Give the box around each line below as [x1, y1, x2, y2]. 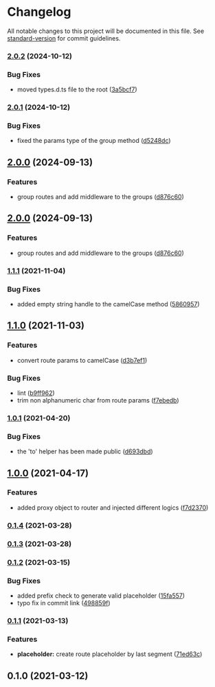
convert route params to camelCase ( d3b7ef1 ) [16, 356, 148, 364]
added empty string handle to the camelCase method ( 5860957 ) [16, 300, 201, 308]
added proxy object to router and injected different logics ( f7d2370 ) [16, 503, 209, 512]
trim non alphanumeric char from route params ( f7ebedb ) [16, 396, 180, 404]
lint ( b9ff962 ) [16, 389, 55, 397]
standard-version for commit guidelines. [7, 34, 121, 42]
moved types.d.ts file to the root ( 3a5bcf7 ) [16, 85, 137, 93]
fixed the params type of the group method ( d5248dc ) [16, 137, 171, 145]
